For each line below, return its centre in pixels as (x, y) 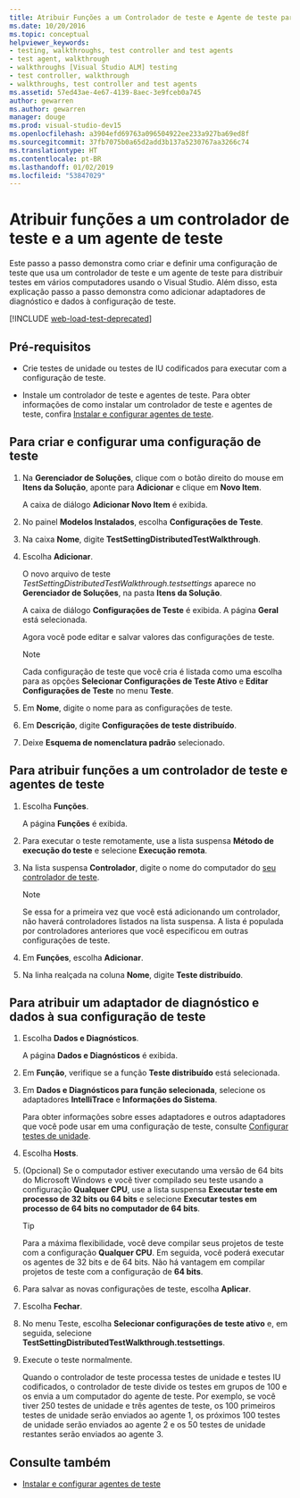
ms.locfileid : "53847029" (57, 175)
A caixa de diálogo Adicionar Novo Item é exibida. (115, 504)
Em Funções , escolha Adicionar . (83, 957)
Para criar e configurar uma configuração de (135, 442)
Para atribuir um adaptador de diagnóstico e (134, 1003)
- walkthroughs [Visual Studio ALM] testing (93, 68)
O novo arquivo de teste (67, 574)
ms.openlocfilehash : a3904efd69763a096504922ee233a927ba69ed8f (129, 134)
